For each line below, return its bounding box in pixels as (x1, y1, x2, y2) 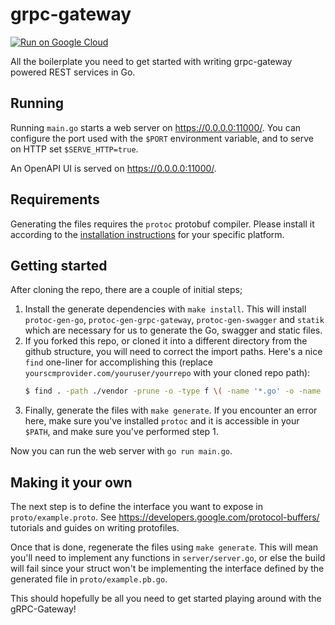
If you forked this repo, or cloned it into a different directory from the (24, 335, 308, 347)
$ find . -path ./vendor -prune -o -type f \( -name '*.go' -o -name (24, 386, 322, 397)
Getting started (10, 257, 108, 274)
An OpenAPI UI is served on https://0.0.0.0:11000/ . (10, 162, 217, 174)
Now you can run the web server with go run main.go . (10, 445, 233, 457)
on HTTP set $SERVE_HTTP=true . (10, 143, 139, 155)
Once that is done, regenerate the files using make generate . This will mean (10, 541, 319, 553)
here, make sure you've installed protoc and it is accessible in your (24, 415, 300, 427)
